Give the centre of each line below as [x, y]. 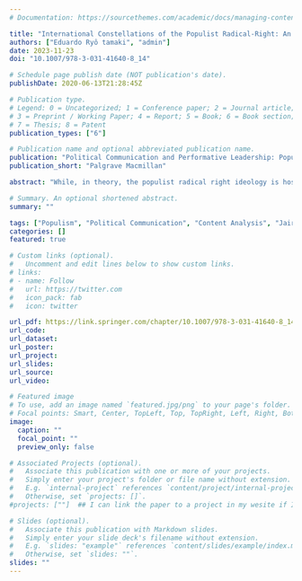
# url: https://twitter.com [66, 289]
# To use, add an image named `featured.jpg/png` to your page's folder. [151, 405]
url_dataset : [34, 339]
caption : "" [40, 430]
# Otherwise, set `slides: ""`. [74, 555]
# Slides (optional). [50, 521]
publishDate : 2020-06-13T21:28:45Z [76, 84]
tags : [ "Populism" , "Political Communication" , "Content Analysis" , [140, 223]
